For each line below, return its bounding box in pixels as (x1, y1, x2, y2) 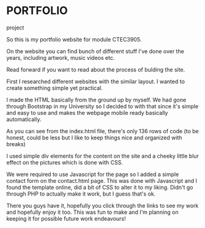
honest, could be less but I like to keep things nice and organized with (6, 134, 182, 141)
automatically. (6, 116, 42, 123)
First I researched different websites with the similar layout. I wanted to (6, 78, 185, 85)
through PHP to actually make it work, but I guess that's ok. (6, 190, 156, 197)
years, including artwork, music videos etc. (6, 54, 115, 61)
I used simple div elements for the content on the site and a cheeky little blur (6, 152, 199, 160)
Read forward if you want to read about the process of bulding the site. (6, 65, 185, 73)
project (6, 24, 24, 31)
